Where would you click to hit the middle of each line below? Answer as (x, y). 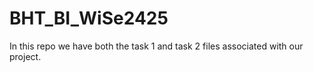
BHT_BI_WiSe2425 (89, 18)
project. (25, 56)
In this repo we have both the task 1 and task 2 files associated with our (156, 46)
